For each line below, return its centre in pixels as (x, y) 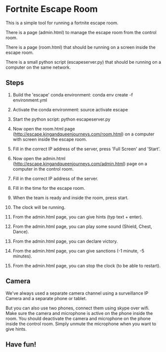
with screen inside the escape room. (50, 139)
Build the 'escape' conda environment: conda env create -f (73, 94)
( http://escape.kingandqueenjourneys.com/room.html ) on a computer (83, 134)
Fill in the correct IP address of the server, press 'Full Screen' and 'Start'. (87, 149)
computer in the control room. (43, 169)
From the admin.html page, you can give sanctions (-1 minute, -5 (79, 251)
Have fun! (21, 344)
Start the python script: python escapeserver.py (62, 119)
